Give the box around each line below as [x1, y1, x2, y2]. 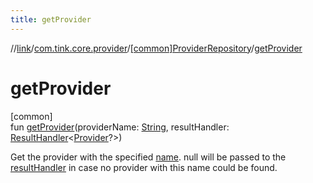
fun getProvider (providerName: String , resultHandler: [10, 121, 230, 133]
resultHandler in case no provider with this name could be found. [10, 161, 278, 173]
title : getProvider [10, 14, 92, 25]
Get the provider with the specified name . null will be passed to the [10, 151, 287, 163]
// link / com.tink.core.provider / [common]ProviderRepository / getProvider [10, 42, 303, 54]
